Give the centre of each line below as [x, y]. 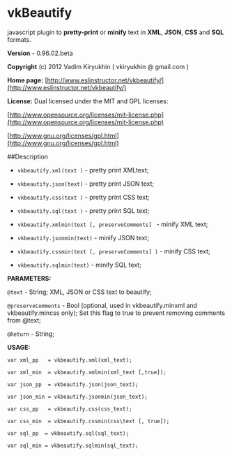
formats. [19, 39]
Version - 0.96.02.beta [40, 53]
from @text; [24, 320]
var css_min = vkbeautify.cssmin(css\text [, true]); [88, 421]
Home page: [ [27, 80]
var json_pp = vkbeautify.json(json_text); [73, 384]
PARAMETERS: [29, 278]
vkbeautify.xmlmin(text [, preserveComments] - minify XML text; [113, 224]
